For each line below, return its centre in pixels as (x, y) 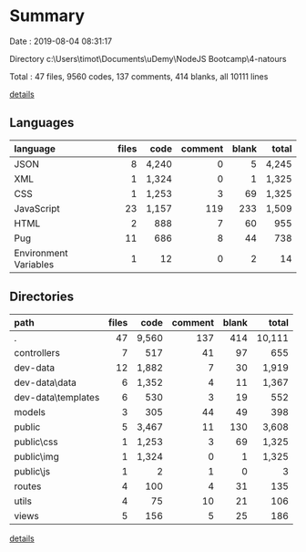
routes (28, 486)
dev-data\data (46, 382)
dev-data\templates (57, 397)
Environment (41, 253)
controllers (37, 352)
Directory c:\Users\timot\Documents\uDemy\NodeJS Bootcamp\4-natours (148, 58)
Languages (42, 123)
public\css (36, 442)
